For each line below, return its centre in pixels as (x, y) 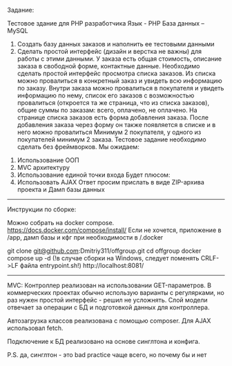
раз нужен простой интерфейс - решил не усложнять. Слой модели (108, 300)
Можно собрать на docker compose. (61, 223)
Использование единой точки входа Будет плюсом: (94, 175)
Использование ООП (48, 160)
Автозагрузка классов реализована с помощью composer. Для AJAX (109, 321)
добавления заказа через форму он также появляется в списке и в (116, 125)
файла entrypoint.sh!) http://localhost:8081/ (82, 266)
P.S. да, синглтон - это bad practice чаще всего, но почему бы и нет (107, 355)
